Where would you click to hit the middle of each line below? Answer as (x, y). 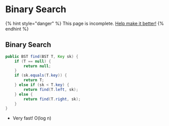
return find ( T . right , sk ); (52, 99)
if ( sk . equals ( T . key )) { (41, 75)
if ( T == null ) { (33, 61)
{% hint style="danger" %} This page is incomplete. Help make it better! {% (85, 23)
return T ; (34, 80)
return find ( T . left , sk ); (51, 89)
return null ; (37, 66)
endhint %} (17, 28)
